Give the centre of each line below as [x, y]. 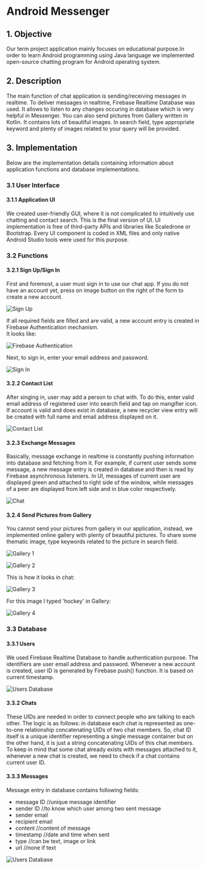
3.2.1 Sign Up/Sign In [33, 270]
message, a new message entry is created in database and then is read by [100, 470]
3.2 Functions [27, 255]
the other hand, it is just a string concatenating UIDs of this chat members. [100, 742]
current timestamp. [30, 677]
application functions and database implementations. [73, 169]
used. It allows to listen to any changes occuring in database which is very [100, 109]
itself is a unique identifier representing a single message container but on [100, 736]
